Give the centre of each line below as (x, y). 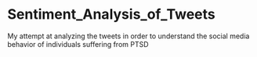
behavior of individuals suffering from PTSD (78, 44)
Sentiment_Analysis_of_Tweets (112, 14)
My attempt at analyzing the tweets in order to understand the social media (128, 36)
